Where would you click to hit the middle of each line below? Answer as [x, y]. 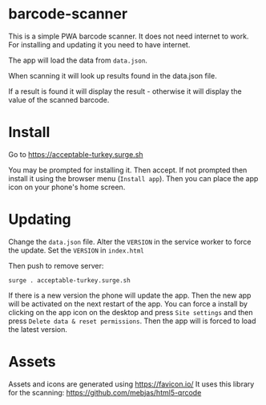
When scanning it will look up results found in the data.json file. [113, 75]
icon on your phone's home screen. [67, 187]
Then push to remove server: [56, 265]
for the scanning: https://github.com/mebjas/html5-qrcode [105, 392]
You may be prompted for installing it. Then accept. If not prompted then [128, 170]
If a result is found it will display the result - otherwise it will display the [125, 91]
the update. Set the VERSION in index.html [76, 250]
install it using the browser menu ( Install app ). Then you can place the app [133, 178]
